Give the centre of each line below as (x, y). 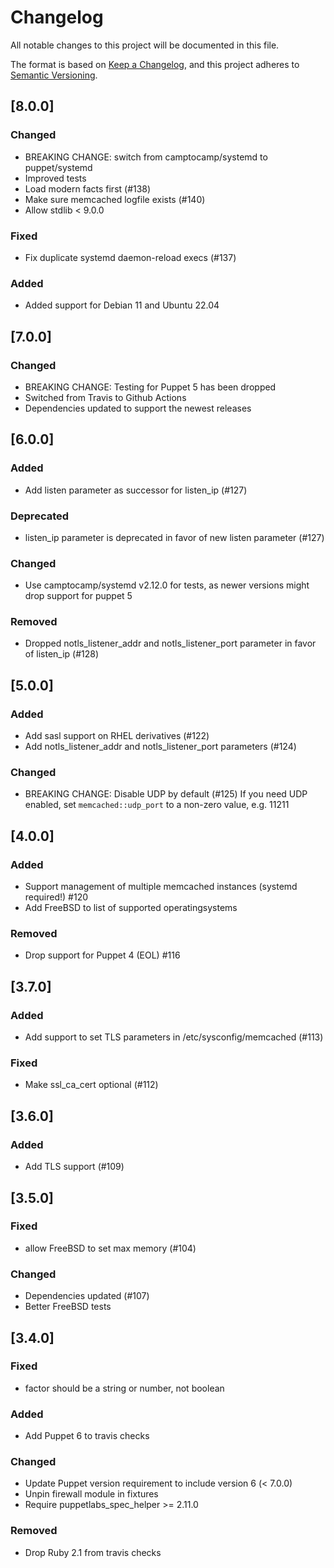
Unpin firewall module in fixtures (91, 1494)
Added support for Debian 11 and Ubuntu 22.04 (122, 305)
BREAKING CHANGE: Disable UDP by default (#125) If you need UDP (166, 794)
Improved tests (55, 178)
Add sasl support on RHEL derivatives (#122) (117, 736)
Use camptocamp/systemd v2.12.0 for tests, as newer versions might (167, 585)
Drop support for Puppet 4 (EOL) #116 (102, 955)
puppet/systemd (58, 167)
